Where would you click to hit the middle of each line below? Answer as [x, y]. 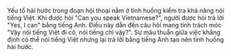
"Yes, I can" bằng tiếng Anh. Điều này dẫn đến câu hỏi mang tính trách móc [114, 25]
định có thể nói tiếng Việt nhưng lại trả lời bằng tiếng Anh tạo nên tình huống [115, 40]
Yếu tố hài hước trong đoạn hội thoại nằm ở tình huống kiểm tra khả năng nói [116, 11]
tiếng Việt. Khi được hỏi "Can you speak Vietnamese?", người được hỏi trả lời [115, 18]
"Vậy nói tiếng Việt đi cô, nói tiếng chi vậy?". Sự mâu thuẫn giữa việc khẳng [114, 32]
